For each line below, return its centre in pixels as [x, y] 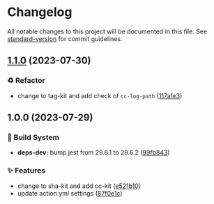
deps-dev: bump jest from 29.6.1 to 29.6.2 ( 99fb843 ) [93, 152]
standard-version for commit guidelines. [65, 38]
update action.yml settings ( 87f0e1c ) [70, 193]
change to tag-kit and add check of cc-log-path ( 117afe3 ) [100, 95]
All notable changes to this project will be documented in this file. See [107, 31]
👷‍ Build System [33, 137]
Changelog [40, 12]
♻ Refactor [26, 81]
